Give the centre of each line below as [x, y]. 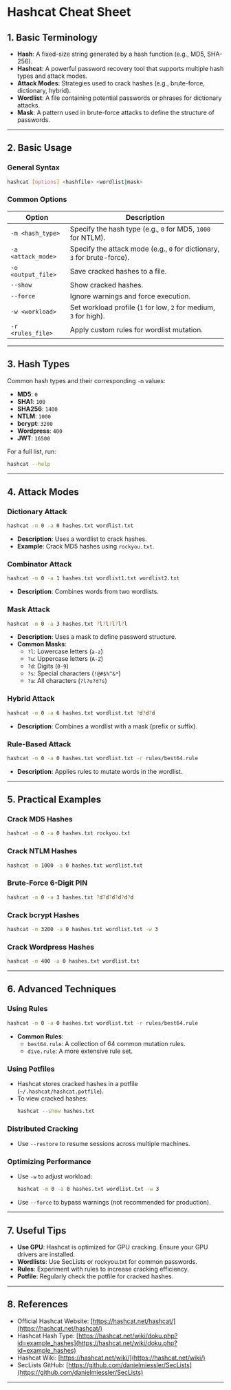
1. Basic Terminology [53, 38]
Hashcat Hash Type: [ [48, 1336]
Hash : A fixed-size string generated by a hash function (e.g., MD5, [111, 54]
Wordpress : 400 [40, 431]
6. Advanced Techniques [62, 989]
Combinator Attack [40, 564]
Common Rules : [40, 1036]
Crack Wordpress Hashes [51, 947]
